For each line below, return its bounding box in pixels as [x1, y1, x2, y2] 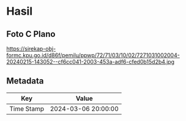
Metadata [6, 76, 44, 87]
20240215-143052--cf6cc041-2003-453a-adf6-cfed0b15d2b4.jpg [6, 58, 175, 65]
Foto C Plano [6, 29, 56, 39]
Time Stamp [9, 104, 45, 113]
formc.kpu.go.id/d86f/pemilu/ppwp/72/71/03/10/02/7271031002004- [6, 52, 180, 59]
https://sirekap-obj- [6, 45, 56, 52]
